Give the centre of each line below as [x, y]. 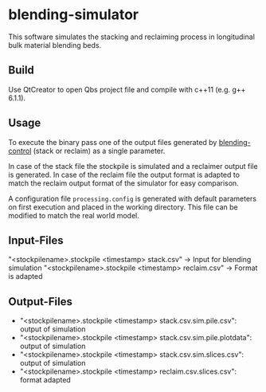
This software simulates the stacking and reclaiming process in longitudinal [131, 37]
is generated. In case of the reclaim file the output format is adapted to [124, 174]
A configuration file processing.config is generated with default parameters [133, 198]
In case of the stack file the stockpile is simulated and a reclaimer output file [133, 166]
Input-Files [36, 240]
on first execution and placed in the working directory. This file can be [123, 207]
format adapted [45, 380]
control [20, 151]
